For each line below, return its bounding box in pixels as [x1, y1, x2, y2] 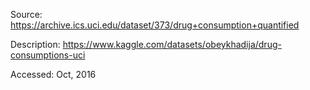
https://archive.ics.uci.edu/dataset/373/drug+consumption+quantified [10, 19, 300, 31]
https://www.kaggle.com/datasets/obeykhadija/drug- [62, 39, 282, 50]
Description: [10, 39, 61, 50]
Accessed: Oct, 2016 [10, 69, 97, 80]
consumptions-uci [10, 49, 86, 61]
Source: [10, 9, 43, 20]
